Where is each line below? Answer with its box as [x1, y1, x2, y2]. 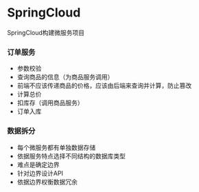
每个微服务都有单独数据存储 [16, 143, 96, 151]
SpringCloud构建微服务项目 [7, 28, 85, 36]
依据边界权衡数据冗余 [16, 178, 78, 186]
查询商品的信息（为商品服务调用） [16, 73, 114, 81]
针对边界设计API [16, 169, 64, 177]
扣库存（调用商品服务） [16, 98, 84, 107]
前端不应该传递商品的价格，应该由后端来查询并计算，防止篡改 [16, 81, 192, 90]
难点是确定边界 [16, 160, 60, 169]
